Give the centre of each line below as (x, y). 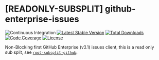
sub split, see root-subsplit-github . (41, 52)
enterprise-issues (42, 19)
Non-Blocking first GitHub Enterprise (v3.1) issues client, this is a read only (79, 47)
